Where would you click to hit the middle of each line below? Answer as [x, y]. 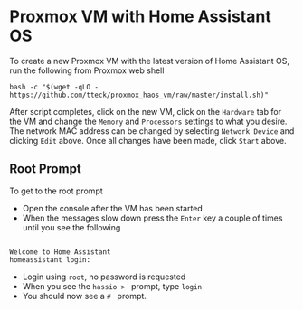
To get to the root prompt [57, 191]
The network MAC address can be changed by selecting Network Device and [152, 131]
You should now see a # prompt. [85, 296]
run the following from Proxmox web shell [87, 70]
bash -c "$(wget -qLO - [54, 87]
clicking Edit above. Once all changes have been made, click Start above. [148, 140]
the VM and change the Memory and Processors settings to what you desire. [148, 121]
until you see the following [71, 227]
